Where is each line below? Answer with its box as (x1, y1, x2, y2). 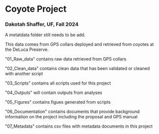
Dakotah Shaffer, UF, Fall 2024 (5, 21, 79, 28)
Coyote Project (5, 3, 67, 15)
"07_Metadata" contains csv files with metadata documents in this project (5, 123, 153, 129)
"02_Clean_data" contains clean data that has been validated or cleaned (5, 66, 150, 71)
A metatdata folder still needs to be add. (5, 32, 86, 38)
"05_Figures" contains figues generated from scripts (5, 99, 111, 105)
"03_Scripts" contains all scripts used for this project (5, 80, 111, 86)
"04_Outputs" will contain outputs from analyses (5, 89, 102, 96)
